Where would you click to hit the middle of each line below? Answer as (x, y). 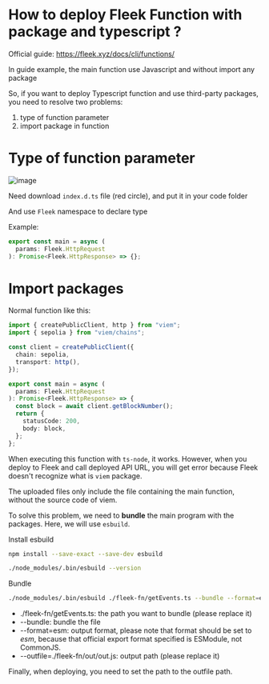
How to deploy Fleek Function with (125, 15)
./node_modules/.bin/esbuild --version (75, 568)
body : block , (44, 428)
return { (30, 414)
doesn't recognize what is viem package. (75, 476)
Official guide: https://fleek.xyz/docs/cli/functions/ (91, 54)
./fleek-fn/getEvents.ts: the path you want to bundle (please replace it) (136, 614)
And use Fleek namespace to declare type (78, 211)
